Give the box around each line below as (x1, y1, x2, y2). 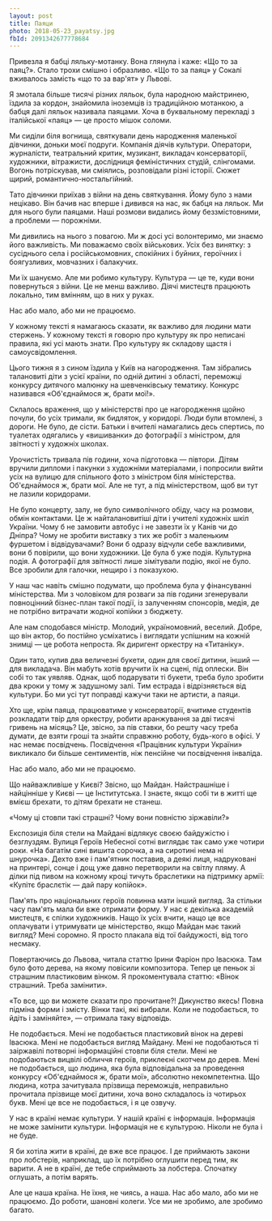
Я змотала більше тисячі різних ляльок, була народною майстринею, (9, 90, 249, 100)
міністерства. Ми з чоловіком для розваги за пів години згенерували (9, 589, 249, 600)
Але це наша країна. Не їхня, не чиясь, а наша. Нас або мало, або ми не (9, 1188, 259, 1198)
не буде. (9, 1131, 39, 1141)
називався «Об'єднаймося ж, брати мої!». (9, 389, 155, 399)
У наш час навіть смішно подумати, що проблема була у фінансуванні (9, 581, 252, 591)
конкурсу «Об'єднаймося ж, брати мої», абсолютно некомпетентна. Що (9, 1072, 260, 1082)
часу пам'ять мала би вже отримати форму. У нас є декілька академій (9, 904, 254, 914)
